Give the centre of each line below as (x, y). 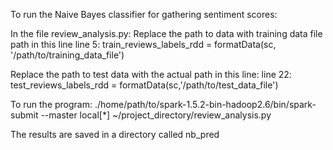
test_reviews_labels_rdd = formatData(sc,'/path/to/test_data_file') (144, 85)
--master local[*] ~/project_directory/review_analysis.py (156, 115)
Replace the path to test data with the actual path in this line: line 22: (151, 74)
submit (24, 115)
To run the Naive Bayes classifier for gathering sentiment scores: (144, 14)
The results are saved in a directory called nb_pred (115, 134)
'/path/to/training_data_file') (67, 55)
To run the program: (51, 104)
